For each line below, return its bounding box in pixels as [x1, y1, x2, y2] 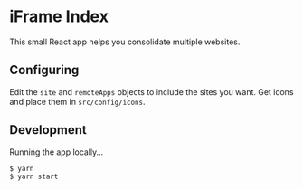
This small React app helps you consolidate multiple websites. [9, 36, 241, 47]
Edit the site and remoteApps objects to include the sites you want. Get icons [9, 86, 294, 97]
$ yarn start [9, 172, 59, 182]
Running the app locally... [9, 147, 104, 157]
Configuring [9, 62, 80, 78]
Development [9, 122, 88, 138]
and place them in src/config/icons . [9, 96, 146, 107]
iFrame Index [9, 6, 109, 27]
